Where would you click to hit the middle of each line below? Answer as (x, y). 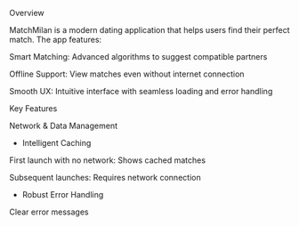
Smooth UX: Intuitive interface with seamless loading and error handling (141, 91)
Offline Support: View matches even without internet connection (127, 74)
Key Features (33, 109)
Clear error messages (49, 212)
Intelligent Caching (57, 143)
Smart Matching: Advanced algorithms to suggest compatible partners (138, 56)
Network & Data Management (64, 125)
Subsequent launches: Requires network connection (105, 178)
